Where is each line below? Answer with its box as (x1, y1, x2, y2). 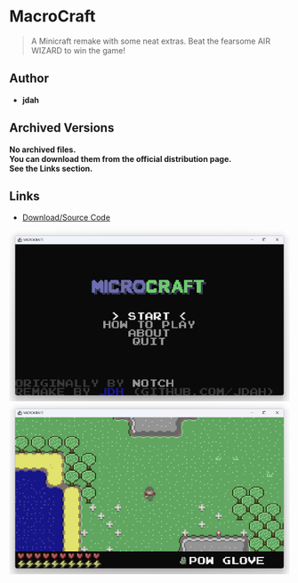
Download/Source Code (21, 212, 111, 223)
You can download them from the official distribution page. (9, 153, 232, 164)
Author (9, 71, 49, 86)
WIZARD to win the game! (30, 45, 126, 55)
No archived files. (9, 144, 77, 155)
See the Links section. (9, 163, 93, 174)
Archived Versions (9, 120, 115, 135)
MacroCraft (9, 6, 96, 27)
